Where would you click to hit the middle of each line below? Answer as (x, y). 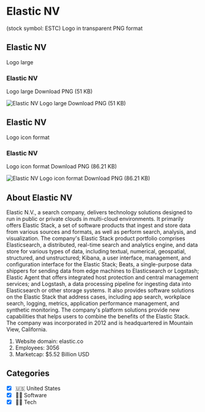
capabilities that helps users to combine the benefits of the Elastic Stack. (98, 316)
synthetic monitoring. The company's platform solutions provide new (93, 310)
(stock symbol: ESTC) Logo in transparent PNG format (75, 28)
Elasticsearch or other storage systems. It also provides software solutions (100, 290)
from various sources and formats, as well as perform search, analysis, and (101, 231)
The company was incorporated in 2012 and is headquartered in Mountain (100, 323)
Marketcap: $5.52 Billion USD (52, 354)
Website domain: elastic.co (49, 341)
